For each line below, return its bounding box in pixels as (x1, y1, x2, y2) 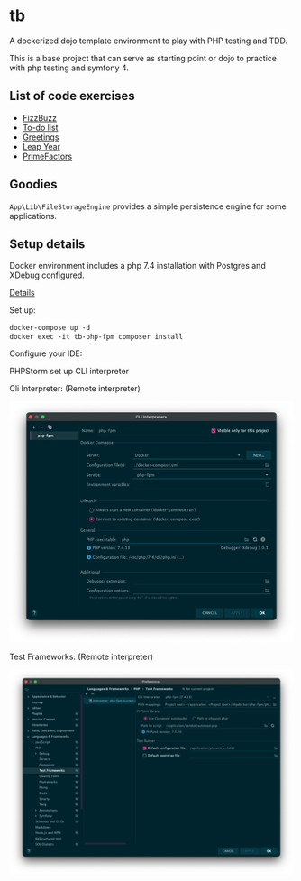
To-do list (22, 122, 59, 133)
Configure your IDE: (9, 348, 83, 359)
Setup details (9, 236, 86, 252)
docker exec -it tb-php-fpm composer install (9, 333, 183, 342)
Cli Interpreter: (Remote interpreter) (9, 383, 141, 394)
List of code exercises (9, 88, 135, 104)
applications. (9, 210, 57, 221)
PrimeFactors (22, 151, 73, 161)
